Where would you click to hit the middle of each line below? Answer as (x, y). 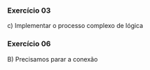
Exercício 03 (29, 10)
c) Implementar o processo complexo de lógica (75, 26)
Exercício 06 (29, 44)
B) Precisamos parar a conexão (53, 59)
